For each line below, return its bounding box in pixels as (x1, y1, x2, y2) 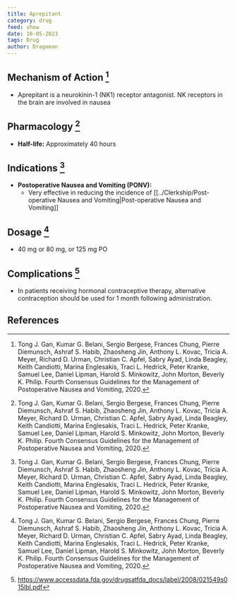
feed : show (7, 23, 39, 30)
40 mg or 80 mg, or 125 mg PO (17, 245, 108, 253)
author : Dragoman (7, 43, 59, 50)
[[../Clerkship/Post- (153, 188, 210, 197)
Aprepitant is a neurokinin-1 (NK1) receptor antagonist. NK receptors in (17, 90, 224, 99)
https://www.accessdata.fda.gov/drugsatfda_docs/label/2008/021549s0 (17, 575, 228, 584)
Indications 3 (7, 160, 66, 174)
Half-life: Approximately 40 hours (17, 139, 116, 148)
